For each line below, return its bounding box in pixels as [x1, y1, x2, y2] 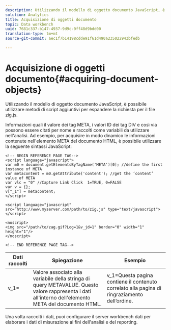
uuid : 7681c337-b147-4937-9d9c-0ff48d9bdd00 [5, 27, 101, 32]
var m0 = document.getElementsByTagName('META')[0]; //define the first [5, 162, 163, 167]
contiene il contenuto [106, 278, 157, 285]
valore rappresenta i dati [33, 288, 92, 295]
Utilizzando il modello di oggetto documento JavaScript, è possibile [5, 100, 147, 107]
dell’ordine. [106, 297, 133, 304]
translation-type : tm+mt [5, 31, 58, 36]
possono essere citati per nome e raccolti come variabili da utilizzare [5, 127, 150, 133]
